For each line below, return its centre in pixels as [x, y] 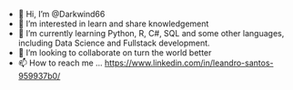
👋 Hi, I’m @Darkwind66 [61, 14]
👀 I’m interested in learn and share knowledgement [113, 24]
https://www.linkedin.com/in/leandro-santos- [189, 63]
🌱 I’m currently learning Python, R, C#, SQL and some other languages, [151, 33]
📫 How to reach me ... [60, 63]
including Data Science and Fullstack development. [114, 43]
